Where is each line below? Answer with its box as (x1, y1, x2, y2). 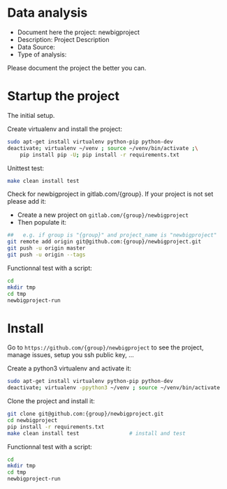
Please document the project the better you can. (7, 63, 147, 72)
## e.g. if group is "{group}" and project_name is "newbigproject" (7, 232, 217, 239)
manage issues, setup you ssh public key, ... (7, 351, 134, 359)
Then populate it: (17, 218, 67, 227)
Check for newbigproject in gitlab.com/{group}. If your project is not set (7, 190, 214, 198)
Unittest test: (7, 164, 44, 172)
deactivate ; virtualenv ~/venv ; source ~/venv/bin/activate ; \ (7, 144, 198, 151)
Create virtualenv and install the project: (7, 124, 122, 133)
